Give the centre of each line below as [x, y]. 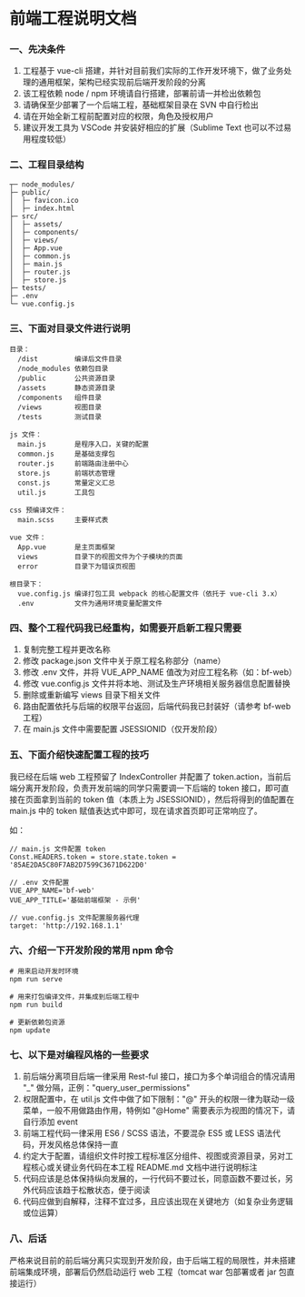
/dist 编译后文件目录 [70, 359]
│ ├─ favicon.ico [44, 200]
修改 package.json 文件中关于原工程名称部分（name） [124, 661]
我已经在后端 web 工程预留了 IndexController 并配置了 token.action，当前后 [151, 776]
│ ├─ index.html [42, 208]
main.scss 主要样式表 [63, 520]
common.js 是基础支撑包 [66, 454]
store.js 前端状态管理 [66, 474]
